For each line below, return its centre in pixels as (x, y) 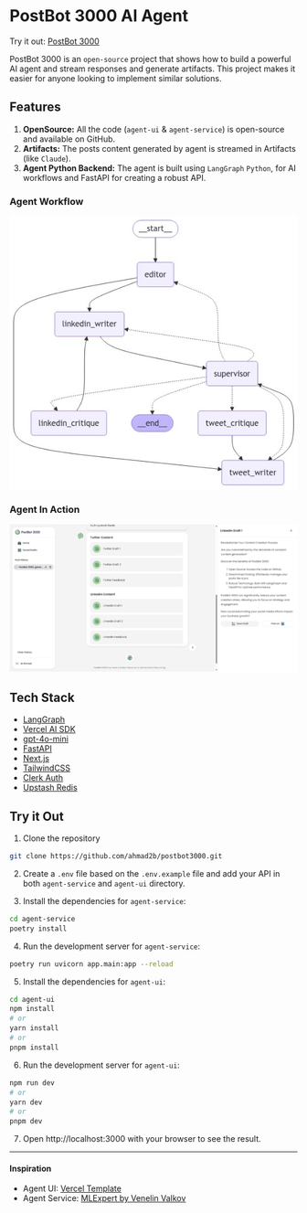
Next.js (36, 759)
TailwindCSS (47, 768)
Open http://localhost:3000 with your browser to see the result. (142, 1139)
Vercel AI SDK (49, 729)
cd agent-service (42, 919)
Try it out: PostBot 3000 (55, 41)
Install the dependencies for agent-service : (104, 900)
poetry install (38, 929)
